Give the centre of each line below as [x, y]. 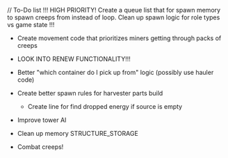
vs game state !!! [31, 25]
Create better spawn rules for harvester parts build [90, 93]
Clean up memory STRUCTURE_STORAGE [78, 133]
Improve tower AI [42, 120]
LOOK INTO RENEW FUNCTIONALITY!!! [74, 59]
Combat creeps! [40, 147]
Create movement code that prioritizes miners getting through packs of [119, 38]
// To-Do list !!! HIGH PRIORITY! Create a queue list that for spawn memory [114, 10]
